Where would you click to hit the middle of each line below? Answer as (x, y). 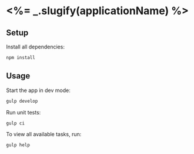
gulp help (18, 145)
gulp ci (16, 123)
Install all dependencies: (35, 47)
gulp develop (22, 101)
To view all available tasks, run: (44, 135)
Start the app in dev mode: (38, 90)
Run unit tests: (24, 112)
